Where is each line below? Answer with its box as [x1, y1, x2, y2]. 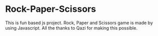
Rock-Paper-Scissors [5, 3, 96, 15]
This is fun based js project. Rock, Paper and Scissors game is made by [5, 20, 153, 26]
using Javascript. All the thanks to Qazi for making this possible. [5, 25, 138, 31]
